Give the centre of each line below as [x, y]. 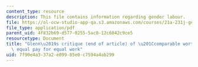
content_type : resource [35, 11]
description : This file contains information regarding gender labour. [96, 17]
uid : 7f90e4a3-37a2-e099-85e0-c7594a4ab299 [60, 55]
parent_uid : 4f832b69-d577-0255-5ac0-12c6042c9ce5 [70, 33]
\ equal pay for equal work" [47, 50]
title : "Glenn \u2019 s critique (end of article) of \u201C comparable [93, 44]
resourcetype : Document [35, 38]
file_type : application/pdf [41, 28]
